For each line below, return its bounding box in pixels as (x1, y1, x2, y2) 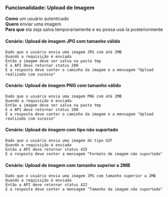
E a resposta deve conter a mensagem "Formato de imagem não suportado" (5, 151, 163, 156)
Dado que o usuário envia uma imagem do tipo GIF (5, 138, 113, 143)
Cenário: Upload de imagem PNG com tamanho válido (5, 82, 121, 89)
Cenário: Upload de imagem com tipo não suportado (5, 127, 118, 133)
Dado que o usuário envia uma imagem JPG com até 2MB (5, 49, 122, 54)
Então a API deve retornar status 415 (5, 147, 88, 152)
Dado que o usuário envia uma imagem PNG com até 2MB (5, 94, 122, 99)
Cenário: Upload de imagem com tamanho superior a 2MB (5, 162, 130, 168)
